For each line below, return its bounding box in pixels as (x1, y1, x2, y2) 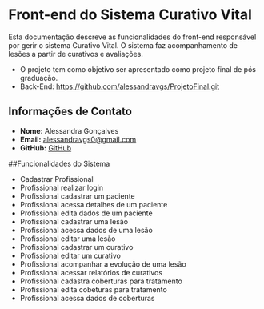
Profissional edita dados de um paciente (19, 208, 154, 218)
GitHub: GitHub (19, 142, 72, 153)
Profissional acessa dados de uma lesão (19, 225, 154, 235)
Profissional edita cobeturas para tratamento (19, 284, 168, 294)
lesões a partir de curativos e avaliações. (8, 49, 144, 58)
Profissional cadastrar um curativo (19, 242, 134, 251)
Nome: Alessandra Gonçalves (19, 126, 119, 135)
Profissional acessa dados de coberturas (19, 293, 155, 303)
